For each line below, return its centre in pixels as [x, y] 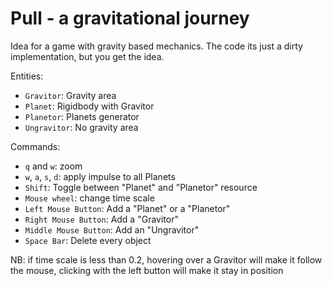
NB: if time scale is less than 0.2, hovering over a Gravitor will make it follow [166, 259]
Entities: [27, 76]
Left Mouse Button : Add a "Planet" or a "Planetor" [127, 208]
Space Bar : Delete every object [88, 240]
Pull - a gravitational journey [130, 18]
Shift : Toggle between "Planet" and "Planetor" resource [141, 187]
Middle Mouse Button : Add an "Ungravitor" [112, 229]
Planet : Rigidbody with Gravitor [89, 106]
